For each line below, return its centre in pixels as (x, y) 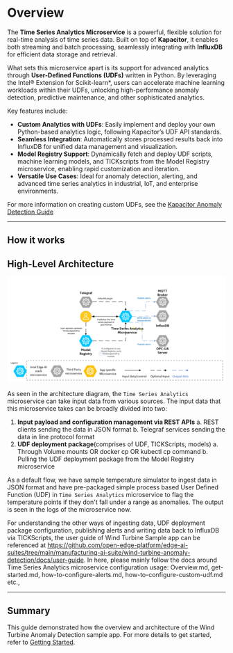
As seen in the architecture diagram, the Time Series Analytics (98, 394)
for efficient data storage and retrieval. (62, 54)
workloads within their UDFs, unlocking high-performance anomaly (103, 90)
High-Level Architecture (61, 263)
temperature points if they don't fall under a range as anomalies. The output (115, 502)
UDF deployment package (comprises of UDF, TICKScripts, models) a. (118, 444)
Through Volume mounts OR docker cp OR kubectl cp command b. (112, 452)
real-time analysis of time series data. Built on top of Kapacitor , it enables (113, 39)
